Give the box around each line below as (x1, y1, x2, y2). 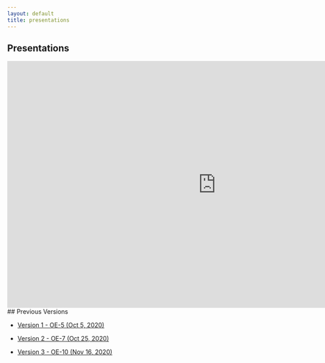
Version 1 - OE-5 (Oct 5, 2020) (17, 321, 105, 330)
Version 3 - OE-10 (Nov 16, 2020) (17, 348, 112, 356)
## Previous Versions (7, 307, 69, 316)
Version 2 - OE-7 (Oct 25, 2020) (17, 335, 110, 343)
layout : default (7, 10, 54, 17)
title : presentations (7, 17, 70, 24)
